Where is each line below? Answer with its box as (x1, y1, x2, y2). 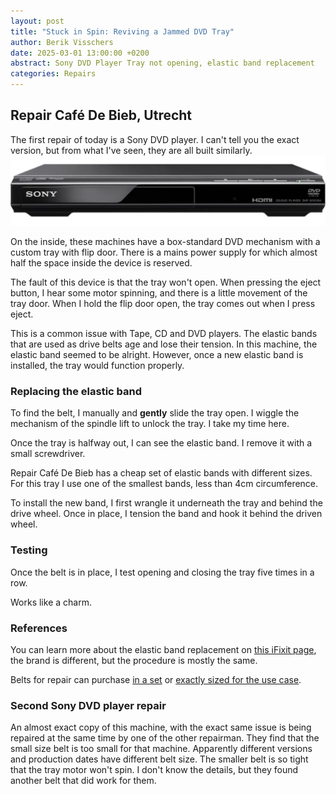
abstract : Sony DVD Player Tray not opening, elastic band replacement (10, 58, 315, 69)
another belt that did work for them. (10, 775, 157, 787)
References (10, 621, 68, 635)
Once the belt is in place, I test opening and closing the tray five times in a (10, 566, 315, 578)
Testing (10, 543, 48, 557)
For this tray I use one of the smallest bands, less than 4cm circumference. (10, 478, 319, 490)
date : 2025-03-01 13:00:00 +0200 (10, 48, 150, 58)
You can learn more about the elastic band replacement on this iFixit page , (10, 643, 317, 655)
